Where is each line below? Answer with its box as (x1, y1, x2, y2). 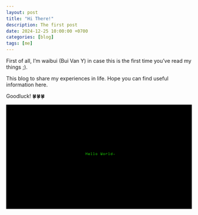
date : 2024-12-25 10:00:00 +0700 (6, 28, 88, 34)
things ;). (6, 63, 28, 70)
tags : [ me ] (6, 41, 33, 46)
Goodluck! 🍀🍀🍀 (6, 93, 45, 99)
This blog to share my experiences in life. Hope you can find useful (6, 75, 169, 82)
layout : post (6, 9, 38, 15)
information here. (6, 81, 48, 88)
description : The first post (6, 22, 78, 28)
